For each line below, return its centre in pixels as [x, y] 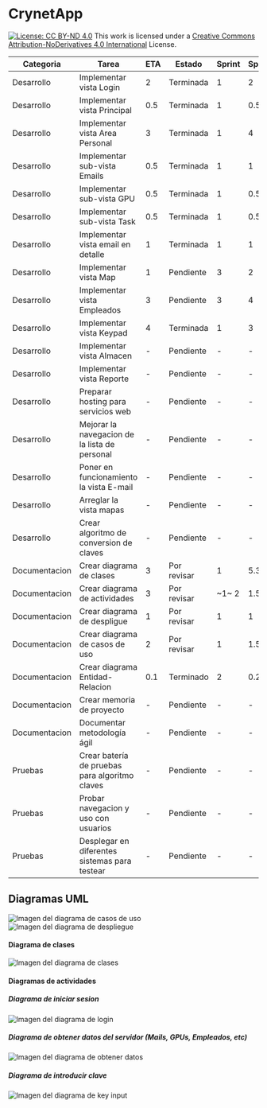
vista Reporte [104, 379]
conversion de [106, 542]
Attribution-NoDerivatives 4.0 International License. [93, 44]
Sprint [228, 64]
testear [92, 870]
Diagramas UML [48, 899]
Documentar [102, 722]
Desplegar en [104, 841]
